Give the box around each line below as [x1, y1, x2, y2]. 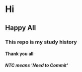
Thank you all [5, 51, 34, 57]
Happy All [5, 23, 36, 32]
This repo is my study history [5, 38, 77, 45]
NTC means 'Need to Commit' [5, 62, 69, 68]
